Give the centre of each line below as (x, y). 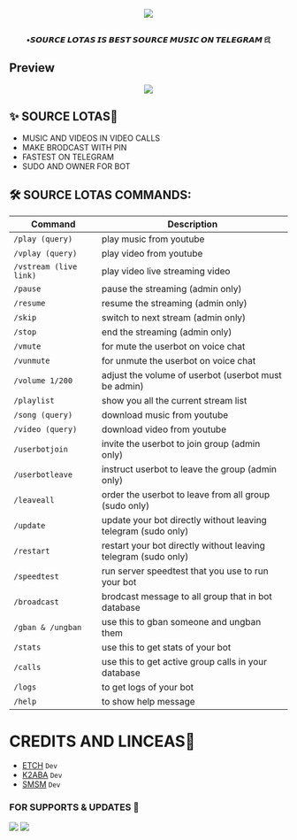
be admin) (122, 387)
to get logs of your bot (148, 688)
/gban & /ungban (48, 628)
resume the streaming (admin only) (174, 304)
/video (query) (46, 430)
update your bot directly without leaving (184, 520)
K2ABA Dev (42, 775)
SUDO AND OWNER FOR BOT (76, 166)
